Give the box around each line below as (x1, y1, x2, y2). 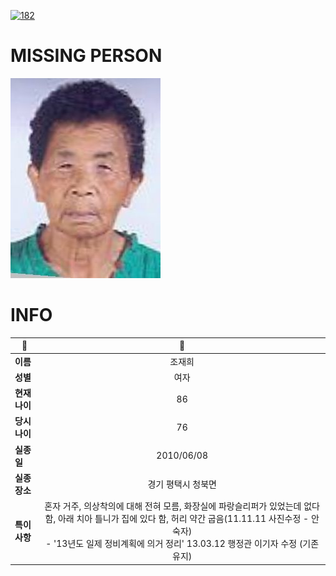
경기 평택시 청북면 (147, 478, 217, 490)
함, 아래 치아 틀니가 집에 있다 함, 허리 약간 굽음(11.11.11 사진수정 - (44, 513, 310, 525)
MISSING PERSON (10, 45, 163, 67)
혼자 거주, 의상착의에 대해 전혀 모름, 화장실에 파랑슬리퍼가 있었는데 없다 (44, 500, 320, 512)
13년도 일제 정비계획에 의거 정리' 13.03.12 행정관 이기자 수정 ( (56, 538, 303, 550)
